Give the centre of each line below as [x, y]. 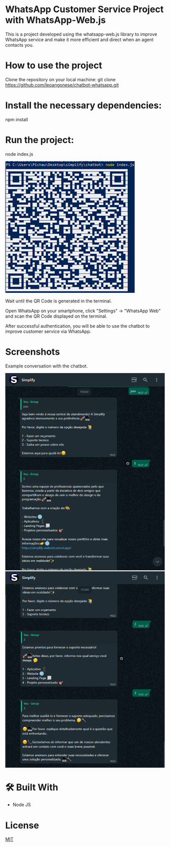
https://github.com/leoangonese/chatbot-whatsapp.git [62, 85]
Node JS [22, 805]
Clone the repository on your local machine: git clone [60, 79]
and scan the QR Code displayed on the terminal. [56, 316]
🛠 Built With [32, 787]
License [22, 825]
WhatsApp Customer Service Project [84, 9]
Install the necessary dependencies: [83, 106]
